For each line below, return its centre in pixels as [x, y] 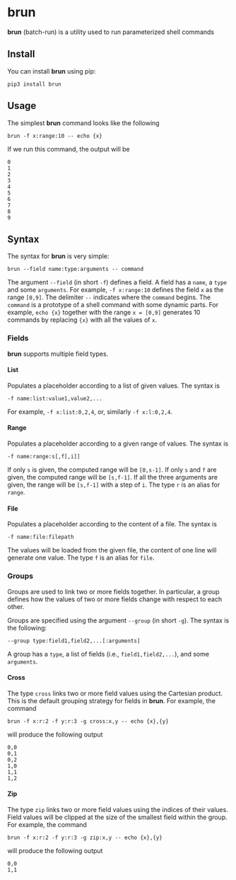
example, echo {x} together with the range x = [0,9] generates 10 [104, 313]
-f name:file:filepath [41, 537]
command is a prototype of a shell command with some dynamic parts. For [113, 305]
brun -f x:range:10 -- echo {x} [55, 136]
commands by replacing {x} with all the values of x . [82, 320]
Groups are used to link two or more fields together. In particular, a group [114, 591]
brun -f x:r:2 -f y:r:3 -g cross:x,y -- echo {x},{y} [88, 721]
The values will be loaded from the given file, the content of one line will [112, 550]
